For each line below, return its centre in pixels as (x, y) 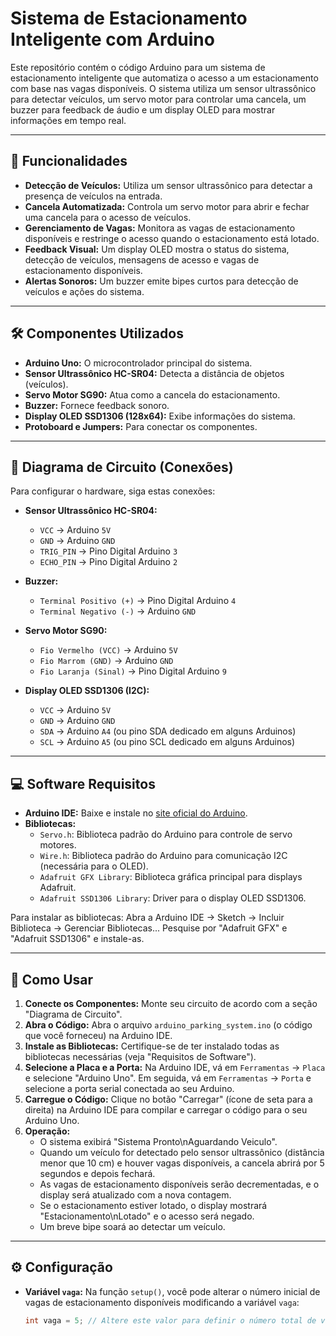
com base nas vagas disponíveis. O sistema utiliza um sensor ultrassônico (163, 88)
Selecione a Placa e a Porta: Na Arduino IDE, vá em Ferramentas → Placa (175, 1067)
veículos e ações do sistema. (84, 291)
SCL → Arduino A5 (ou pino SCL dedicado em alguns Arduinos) (167, 742)
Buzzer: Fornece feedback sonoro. (97, 405)
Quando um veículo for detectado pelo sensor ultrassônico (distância (182, 1152)
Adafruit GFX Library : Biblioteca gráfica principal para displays (171, 877)
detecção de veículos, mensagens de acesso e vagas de (142, 259)
